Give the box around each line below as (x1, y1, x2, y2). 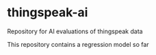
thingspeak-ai (7, 5, 88, 20)
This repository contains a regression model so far (7, 40, 149, 48)
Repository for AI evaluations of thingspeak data (7, 27, 143, 35)
